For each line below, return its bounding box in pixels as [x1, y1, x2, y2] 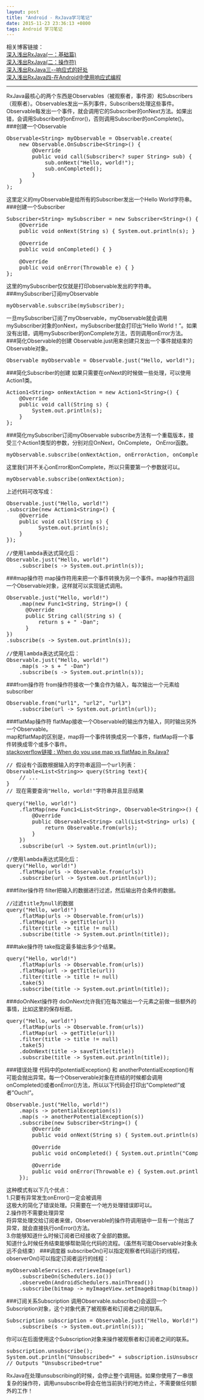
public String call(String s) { [25, 613, 122, 619]
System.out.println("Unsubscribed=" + [6, 1354, 122, 1360]
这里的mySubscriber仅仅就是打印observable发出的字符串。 [6, 282, 155, 290]
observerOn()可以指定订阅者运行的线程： [6, 1255, 109, 1262]
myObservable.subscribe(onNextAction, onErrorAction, [6, 451, 170, 458]
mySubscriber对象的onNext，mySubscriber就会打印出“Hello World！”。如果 [6, 322, 197, 329]
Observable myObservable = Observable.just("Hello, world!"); [6, 357, 195, 364]
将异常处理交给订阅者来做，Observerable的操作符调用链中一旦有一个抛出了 [6, 1217, 195, 1224]
